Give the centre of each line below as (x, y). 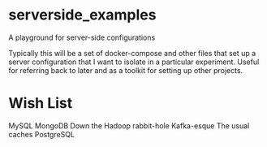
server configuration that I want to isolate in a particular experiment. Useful (134, 62)
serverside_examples (82, 15)
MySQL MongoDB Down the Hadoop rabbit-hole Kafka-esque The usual (129, 125)
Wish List (41, 104)
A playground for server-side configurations (82, 37)
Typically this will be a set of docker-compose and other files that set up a (132, 53)
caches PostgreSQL (42, 134)
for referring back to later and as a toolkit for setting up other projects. (126, 70)
